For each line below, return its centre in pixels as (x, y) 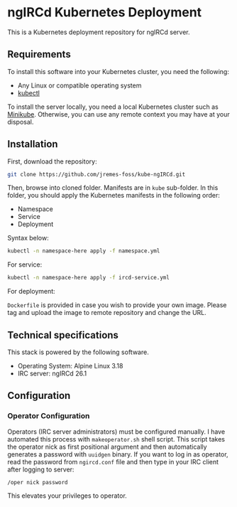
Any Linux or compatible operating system (79, 85)
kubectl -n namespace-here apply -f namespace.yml (84, 251)
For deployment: (31, 292)
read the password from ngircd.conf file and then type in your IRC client (113, 461)
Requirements (39, 54)
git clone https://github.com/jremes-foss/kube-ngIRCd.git (97, 174)
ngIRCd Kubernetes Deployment (105, 12)
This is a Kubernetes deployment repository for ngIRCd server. (99, 32)
